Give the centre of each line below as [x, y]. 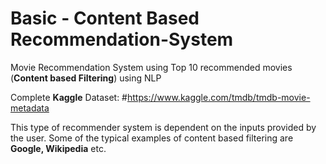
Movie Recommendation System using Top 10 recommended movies [151, 67]
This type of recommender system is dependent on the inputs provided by [163, 127]
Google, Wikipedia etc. [58, 148]
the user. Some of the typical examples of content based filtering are [152, 138]
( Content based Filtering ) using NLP [86, 78]
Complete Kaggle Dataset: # [69, 97]
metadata [30, 108]
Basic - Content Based [105, 18]
